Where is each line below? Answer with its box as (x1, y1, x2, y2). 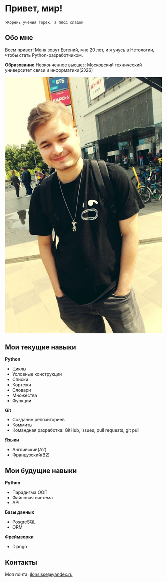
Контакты (5, 558, 37, 567)
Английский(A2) (12, 447, 47, 453)
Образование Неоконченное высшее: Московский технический (5, 62, 142, 68)
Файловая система (12, 495, 53, 500)
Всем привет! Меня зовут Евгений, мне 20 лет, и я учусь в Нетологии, (5, 47, 155, 53)
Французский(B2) (12, 452, 50, 458)
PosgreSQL (12, 519, 36, 525)
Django (12, 544, 27, 550)
